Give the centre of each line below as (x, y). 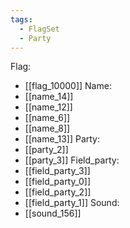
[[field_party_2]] (58, 192)
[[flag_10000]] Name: (68, 86)
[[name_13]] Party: (62, 139)
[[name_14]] (49, 97)
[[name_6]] (47, 118)
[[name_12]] (48, 107)
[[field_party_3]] (57, 171)
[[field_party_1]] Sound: (72, 203)
